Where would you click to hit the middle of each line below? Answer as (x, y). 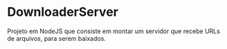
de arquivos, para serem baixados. (56, 38)
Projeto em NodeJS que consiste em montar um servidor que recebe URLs (113, 31)
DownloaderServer (63, 12)
